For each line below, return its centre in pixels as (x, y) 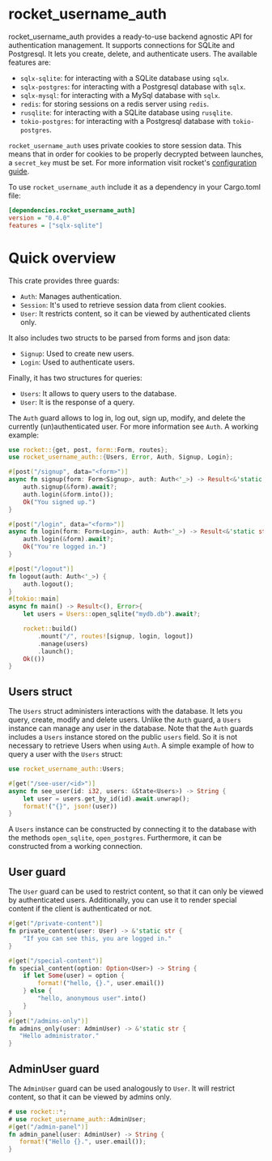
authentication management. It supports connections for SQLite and (121, 45)
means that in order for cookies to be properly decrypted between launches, (136, 154)
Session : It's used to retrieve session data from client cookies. (123, 305)
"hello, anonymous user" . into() (92, 998)
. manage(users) (63, 644)
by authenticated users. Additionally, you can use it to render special (123, 900)
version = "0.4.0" (39, 218)
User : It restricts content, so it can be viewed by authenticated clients (135, 314)
